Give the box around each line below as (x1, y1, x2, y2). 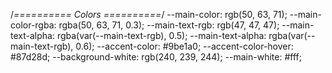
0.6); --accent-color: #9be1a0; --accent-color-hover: (75, 40, 294, 52)
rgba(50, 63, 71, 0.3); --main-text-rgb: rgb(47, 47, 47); (58, 19, 280, 31)
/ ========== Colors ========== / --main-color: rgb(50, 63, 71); (10, 9, 288, 20)
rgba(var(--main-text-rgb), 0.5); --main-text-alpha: (56, 30, 267, 41)
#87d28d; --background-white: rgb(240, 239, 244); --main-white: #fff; (10, 51, 302, 63)
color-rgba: (10, 19, 57, 31)
